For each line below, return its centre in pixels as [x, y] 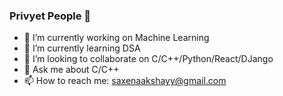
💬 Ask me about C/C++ [71, 70]
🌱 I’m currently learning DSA [82, 48]
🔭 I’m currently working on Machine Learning [116, 38]
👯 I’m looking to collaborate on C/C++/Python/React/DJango [148, 59]
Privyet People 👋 [50, 16]
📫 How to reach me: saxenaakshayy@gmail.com [125, 81]
